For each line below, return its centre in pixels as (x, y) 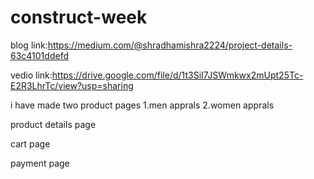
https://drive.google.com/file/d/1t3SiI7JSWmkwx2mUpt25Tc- (177, 75)
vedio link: (31, 75)
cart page (30, 143)
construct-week (79, 17)
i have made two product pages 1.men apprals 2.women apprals (142, 105)
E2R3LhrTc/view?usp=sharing (72, 85)
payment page (40, 163)
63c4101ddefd (39, 55)
